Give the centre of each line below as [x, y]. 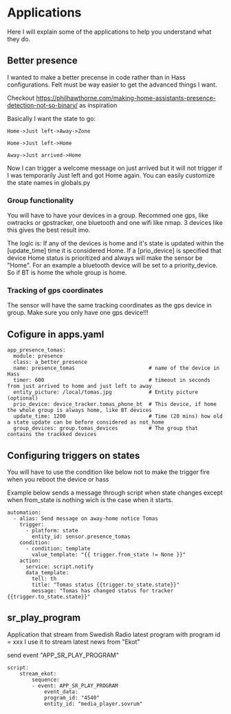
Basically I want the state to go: [52, 118]
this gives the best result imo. [49, 230]
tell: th [44, 578]
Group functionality [41, 200]
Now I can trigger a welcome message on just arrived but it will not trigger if [115, 168]
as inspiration [98, 105]
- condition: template [58, 548]
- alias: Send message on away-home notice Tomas [86, 518]
